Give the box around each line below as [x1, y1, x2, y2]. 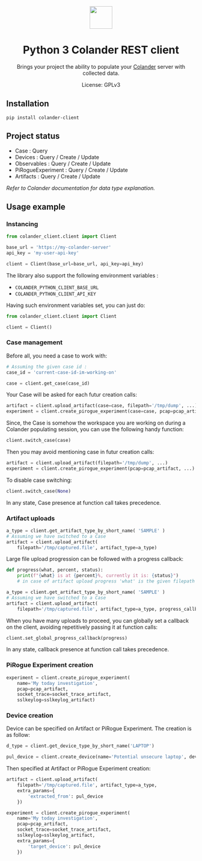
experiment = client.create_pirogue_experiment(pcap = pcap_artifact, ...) [6, 465, 195, 471]
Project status [6, 131, 60, 141]
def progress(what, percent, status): [6, 567, 103, 573]
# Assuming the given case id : [6, 364, 87, 370]
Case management [6, 338, 63, 347]
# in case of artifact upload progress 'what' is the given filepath [17, 578, 195, 584]
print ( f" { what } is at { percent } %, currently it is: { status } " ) [17, 573, 179, 579]
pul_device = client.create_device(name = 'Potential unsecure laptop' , [6, 754, 187, 760]
